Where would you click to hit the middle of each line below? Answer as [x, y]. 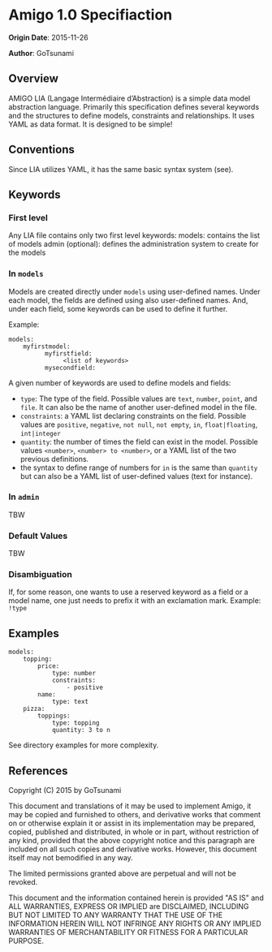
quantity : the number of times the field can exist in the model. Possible [139, 442]
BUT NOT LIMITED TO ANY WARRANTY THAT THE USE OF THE [116, 915]
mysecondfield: [70, 368]
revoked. [23, 882]
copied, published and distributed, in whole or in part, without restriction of [134, 832]
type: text [70, 702]
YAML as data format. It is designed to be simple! [91, 124]
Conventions [42, 150]
